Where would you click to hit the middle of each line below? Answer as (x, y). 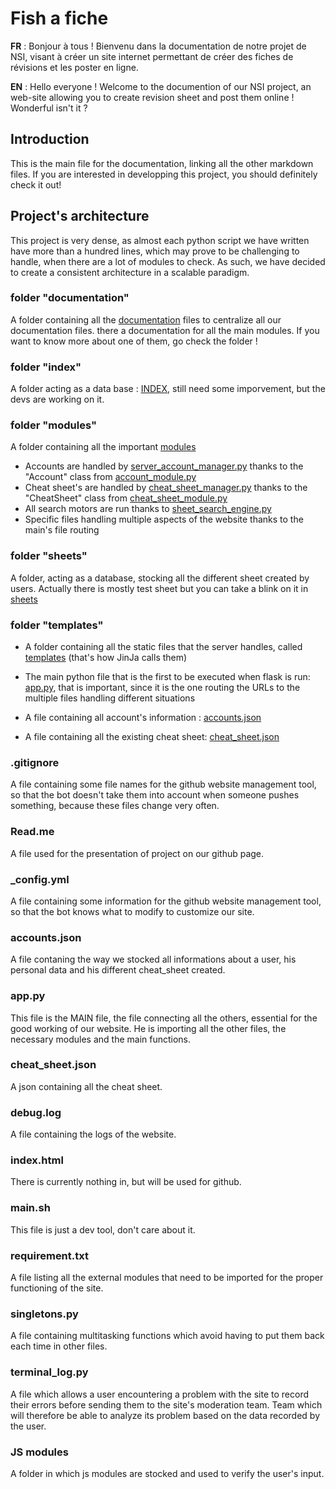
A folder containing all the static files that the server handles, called (163, 647)
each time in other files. (59, 1346)
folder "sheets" (49, 556)
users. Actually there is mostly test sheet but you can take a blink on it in (159, 588)
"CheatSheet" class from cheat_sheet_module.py (126, 498)
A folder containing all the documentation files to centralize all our (146, 319)
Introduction (50, 139)
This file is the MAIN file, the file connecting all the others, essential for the (164, 1018)
